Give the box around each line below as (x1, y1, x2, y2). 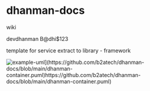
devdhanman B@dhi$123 (6, 35, 69, 42)
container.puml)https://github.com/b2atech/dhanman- (6, 71, 141, 78)
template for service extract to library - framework (6, 46, 131, 54)
